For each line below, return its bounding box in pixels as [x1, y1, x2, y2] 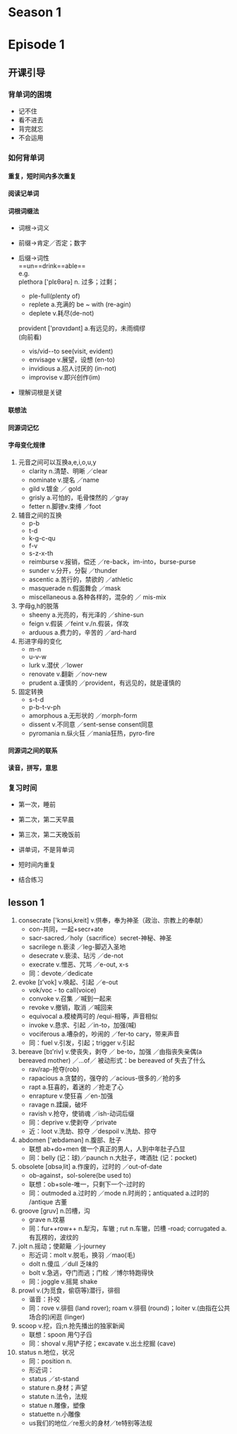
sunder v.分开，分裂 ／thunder [28, 566, 119, 574]
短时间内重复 [18, 860, 56, 869]
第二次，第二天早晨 [18, 815, 75, 824]
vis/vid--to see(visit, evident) [28, 347, 114, 356]
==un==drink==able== [18, 262, 86, 270]
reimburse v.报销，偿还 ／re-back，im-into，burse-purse [28, 557, 196, 566]
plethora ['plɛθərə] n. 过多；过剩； [18, 277, 119, 287]
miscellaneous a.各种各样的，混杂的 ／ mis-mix [28, 592, 166, 601]
